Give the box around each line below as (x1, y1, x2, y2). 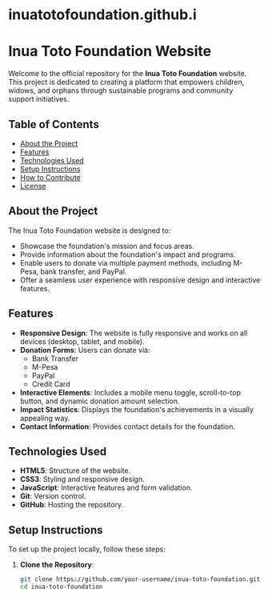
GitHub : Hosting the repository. (19, 500, 124, 510)
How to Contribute (19, 172, 82, 182)
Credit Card (31, 379, 70, 389)
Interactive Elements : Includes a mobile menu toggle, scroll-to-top (19, 387, 242, 397)
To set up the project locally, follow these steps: (8, 544, 166, 554)
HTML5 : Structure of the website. (19, 466, 131, 475)
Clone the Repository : (19, 560, 94, 570)
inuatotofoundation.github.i (8, 6, 198, 24)
